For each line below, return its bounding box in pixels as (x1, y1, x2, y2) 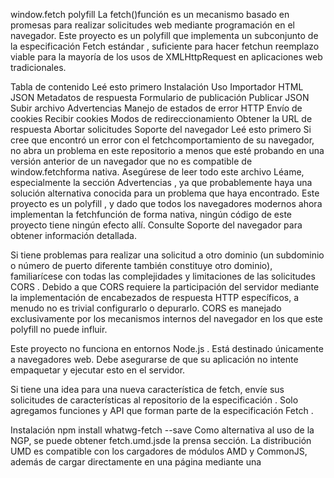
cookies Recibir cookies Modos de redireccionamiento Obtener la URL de (10, 113, 313, 124)
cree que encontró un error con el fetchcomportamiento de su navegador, (10, 134, 315, 146)
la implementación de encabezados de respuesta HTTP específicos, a (10, 292, 300, 303)
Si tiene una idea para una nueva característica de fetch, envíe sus (10, 384, 285, 395)
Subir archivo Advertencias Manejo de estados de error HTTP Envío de (10, 102, 303, 114)
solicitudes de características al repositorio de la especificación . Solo (10, 394, 299, 406)
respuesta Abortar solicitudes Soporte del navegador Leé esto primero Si (10, 124, 312, 135)
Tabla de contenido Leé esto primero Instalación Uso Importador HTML (10, 81, 304, 93)
